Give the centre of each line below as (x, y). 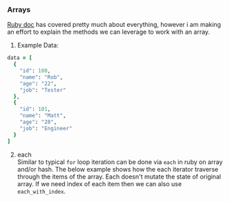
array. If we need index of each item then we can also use (99, 183)
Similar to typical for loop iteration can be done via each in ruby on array (120, 162)
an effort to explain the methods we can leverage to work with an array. (109, 32)
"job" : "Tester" (43, 90)
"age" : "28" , (38, 122)
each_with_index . (41, 191)
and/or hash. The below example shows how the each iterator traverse (118, 169)
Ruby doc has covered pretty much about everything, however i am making (114, 25)
